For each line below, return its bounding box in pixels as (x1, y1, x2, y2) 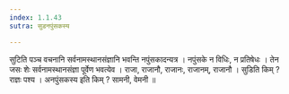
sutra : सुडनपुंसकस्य (9, 21, 70, 30)
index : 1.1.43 (9, 13, 63, 22)
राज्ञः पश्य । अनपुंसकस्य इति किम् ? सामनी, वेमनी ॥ (9, 73, 156, 85)
